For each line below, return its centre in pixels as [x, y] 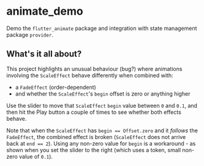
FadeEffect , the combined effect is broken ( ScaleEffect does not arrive [96, 137]
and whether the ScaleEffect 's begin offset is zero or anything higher [103, 94]
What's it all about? [44, 54]
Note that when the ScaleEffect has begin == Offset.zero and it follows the [102, 130]
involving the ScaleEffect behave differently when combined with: [90, 75]
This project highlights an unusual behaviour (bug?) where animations [94, 69]
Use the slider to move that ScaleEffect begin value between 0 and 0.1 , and [102, 105]
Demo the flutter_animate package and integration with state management [102, 28]
